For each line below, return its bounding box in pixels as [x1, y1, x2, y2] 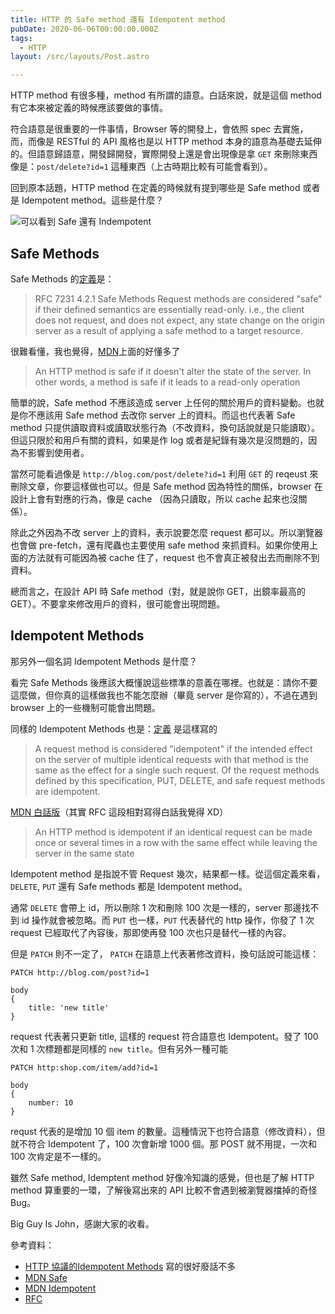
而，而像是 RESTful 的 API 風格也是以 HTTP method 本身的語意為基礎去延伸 [10, 136, 322, 148]
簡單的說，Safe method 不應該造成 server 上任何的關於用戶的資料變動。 [10, 396, 307, 408]
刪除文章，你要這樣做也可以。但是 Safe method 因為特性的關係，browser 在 [10, 480, 323, 492]
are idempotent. [34, 785, 101, 797]
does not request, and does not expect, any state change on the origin [34, 314, 325, 326]
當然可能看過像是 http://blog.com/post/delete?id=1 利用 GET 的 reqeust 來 [10, 467, 319, 480]
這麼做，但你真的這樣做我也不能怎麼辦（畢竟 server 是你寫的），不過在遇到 [10, 689, 318, 701]
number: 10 [28, 1097, 74, 1108]
